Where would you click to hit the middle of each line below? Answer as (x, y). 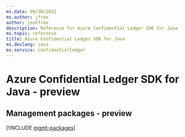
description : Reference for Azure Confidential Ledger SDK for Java (92, 28)
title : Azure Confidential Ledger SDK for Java (66, 39)
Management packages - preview (69, 114)
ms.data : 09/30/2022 (32, 12)
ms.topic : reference (32, 34)
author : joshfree (27, 22)
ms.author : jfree (27, 17)
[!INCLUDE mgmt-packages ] (41, 128)
